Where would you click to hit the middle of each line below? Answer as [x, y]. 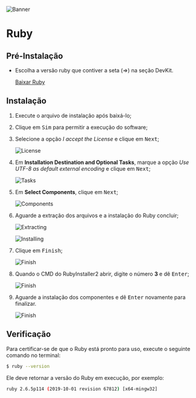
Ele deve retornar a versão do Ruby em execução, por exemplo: [85, 377]
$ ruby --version [28, 366]
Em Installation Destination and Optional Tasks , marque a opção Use [102, 162]
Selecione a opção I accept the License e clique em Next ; [87, 139]
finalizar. [26, 303]
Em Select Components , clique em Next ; [67, 192]
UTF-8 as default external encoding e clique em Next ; [83, 168]
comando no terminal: [33, 355]
